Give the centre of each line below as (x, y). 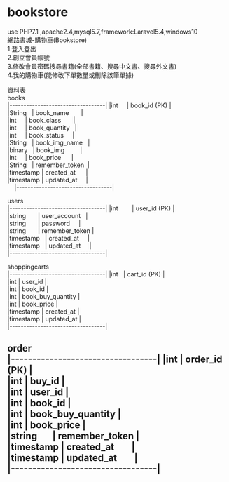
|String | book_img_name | (49, 142)
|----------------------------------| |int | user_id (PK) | (91, 208)
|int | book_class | (41, 120)
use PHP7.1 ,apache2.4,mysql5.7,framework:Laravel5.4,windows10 (103, 32)
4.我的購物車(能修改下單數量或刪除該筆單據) (71, 75)
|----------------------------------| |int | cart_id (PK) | (86, 274)
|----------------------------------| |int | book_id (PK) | (89, 105)
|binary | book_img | (45, 150)
